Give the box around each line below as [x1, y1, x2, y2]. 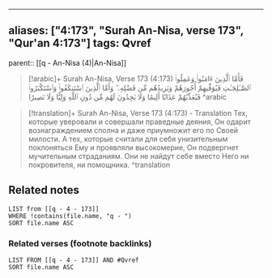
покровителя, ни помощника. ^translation [28, 160, 171, 169]
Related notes [8, 183, 79, 197]
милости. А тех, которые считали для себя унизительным [28, 134, 228, 143]
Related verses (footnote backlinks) [8, 237, 152, 249]
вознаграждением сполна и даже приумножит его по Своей [28, 125, 239, 135]
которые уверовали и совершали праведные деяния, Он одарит [28, 117, 251, 126]
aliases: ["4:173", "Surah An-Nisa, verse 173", [8, 24, 244, 37]
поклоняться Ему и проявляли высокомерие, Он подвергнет [28, 143, 239, 152]
